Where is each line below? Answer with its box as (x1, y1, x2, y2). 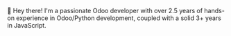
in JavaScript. (7, 21, 46, 29)
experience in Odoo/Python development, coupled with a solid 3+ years (16, 14, 222, 22)
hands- (204, 7, 225, 15)
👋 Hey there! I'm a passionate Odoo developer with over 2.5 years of (7, 7, 203, 15)
